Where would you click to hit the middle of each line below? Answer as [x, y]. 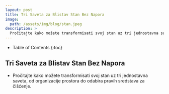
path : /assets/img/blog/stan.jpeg [46, 24]
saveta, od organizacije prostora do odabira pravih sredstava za [78, 80]
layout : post [19, 10]
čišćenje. [22, 86]
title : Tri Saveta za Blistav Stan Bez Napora [55, 15]
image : [12, 19]
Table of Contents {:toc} [37, 48]
